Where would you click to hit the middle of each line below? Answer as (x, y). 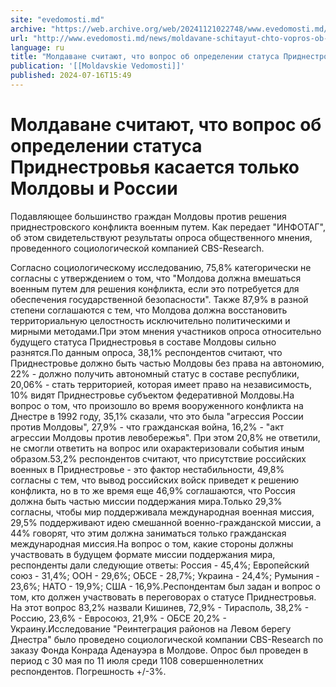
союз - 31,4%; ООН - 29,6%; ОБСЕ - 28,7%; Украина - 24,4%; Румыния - (165, 575)
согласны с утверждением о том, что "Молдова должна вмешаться (156, 278)
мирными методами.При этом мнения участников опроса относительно (166, 331)
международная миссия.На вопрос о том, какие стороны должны (152, 543)
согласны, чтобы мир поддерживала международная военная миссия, (162, 512)
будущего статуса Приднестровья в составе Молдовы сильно (143, 342)
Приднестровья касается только (155, 167)
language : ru (37, 47)
